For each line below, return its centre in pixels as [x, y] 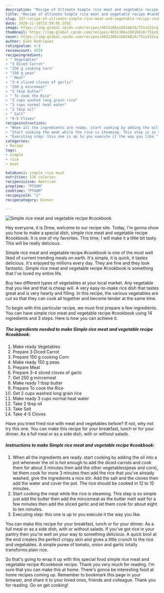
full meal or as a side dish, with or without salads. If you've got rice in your [80, 529]
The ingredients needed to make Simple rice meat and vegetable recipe [79, 329]
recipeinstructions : [27, 123]
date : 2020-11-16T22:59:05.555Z [38, 23]
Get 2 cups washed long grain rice [47, 393]
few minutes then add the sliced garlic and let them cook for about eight [85, 504]
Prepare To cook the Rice [38, 388]
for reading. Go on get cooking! [37, 585]
